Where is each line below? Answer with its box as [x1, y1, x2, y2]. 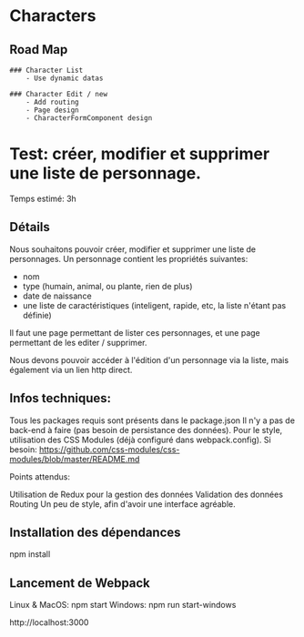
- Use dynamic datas [25, 74, 104, 83]
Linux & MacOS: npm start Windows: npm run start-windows [9, 600, 237, 611]
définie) [22, 309, 52, 320]
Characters [9, 5, 96, 26]
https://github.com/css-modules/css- [39, 443, 180, 455]
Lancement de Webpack [9, 575, 150, 591]
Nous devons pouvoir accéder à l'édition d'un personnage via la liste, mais [9, 354, 289, 365]
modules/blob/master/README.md [9, 453, 140, 464]
